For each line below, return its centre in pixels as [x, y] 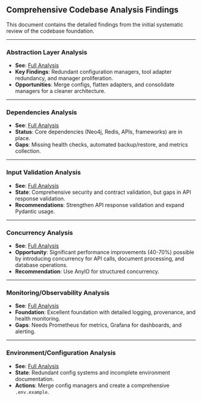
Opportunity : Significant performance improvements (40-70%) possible [104, 252]
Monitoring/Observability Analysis [58, 292]
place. [23, 138]
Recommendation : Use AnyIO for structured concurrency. [87, 271]
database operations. [41, 265]
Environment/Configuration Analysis [61, 353]
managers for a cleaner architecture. [60, 91]
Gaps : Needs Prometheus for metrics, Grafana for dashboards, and [98, 325]
